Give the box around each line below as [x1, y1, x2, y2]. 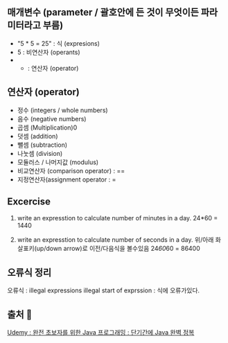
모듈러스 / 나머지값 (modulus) [17, 158, 99, 166]
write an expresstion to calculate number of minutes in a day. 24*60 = [17, 214, 218, 222]
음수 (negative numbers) [17, 114, 87, 123]
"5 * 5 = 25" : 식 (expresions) [17, 39, 100, 47]
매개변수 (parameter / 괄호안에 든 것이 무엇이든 [7, 6, 200, 19]
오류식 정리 [7, 266, 52, 279]
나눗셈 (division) [17, 149, 63, 157]
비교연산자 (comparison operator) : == [17, 166, 125, 175]
